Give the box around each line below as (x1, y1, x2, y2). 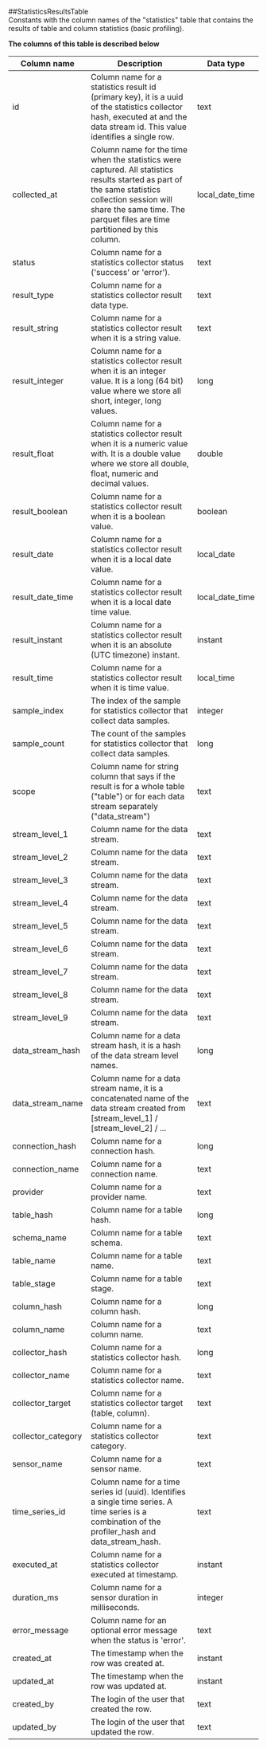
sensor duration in (90, 1592, 159, 1603)
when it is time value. (90, 682, 169, 693)
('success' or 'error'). (90, 267, 171, 277)
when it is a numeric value (90, 438, 188, 449)
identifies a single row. (90, 132, 175, 142)
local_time (197, 673, 235, 683)
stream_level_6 (12, 944, 69, 954)
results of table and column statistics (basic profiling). (8, 24, 184, 33)
